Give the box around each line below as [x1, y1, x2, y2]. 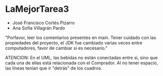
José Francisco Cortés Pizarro [12, 20, 75, 26]
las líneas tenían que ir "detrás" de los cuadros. [5, 65, 102, 71]
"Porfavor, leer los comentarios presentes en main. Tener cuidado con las [5, 35, 157, 40]
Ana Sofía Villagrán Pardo [12, 25, 65, 31]
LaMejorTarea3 [5, 3, 69, 15]
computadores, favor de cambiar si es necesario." [5, 45, 108, 51]
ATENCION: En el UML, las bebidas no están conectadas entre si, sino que [5, 54, 158, 60]
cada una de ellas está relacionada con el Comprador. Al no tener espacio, [5, 60, 159, 66]
